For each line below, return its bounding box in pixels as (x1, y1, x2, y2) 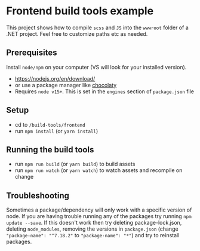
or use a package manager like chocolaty (14, 81, 117, 88)
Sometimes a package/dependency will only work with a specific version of (6, 206, 192, 213)
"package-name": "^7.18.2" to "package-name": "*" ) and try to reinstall (6, 232, 180, 239)
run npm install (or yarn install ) (14, 127, 99, 134)
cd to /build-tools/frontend (14, 121, 85, 128)
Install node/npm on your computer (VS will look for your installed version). (6, 63, 187, 71)
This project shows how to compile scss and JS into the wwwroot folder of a (6, 24, 189, 31)
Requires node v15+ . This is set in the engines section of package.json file (14, 88, 195, 95)
